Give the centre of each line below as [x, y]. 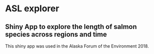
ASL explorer [32, 9]
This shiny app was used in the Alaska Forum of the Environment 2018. [77, 46]
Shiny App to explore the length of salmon [71, 27]
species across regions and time [56, 34]
